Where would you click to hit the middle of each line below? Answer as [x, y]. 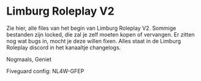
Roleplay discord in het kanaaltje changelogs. [64, 48]
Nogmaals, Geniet [29, 59]
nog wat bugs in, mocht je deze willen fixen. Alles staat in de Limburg [94, 41]
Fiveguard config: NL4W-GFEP [45, 71]
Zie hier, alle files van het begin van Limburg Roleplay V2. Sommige [91, 28]
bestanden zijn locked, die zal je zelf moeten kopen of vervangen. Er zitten [100, 34]
